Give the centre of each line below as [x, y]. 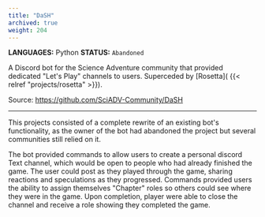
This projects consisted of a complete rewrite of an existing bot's [114, 122]
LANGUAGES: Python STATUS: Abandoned [76, 53]
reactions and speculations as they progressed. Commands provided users [130, 180]
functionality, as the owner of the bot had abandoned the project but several [132, 131]
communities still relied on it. [54, 140]
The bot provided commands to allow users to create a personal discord [125, 155]
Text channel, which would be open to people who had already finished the [130, 163]
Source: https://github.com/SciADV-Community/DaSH [96, 100]
